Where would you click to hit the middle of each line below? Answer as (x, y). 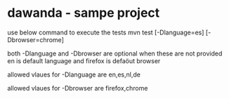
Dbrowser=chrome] (36, 39)
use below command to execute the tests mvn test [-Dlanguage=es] (106, 32)
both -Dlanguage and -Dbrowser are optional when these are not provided (115, 53)
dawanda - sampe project (84, 13)
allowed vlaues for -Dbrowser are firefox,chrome (78, 88)
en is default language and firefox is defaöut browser (84, 60)
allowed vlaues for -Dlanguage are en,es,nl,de (74, 74)
